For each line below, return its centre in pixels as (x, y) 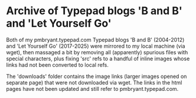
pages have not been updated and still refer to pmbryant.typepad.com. (92, 89)
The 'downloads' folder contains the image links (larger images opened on (97, 76)
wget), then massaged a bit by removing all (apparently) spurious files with (97, 52)
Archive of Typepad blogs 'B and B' (94, 11)
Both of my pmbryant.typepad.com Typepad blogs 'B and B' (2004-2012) (95, 40)
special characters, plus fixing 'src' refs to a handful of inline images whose (98, 58)
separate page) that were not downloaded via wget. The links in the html (94, 82)
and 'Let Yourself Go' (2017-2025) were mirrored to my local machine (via (96, 46)
